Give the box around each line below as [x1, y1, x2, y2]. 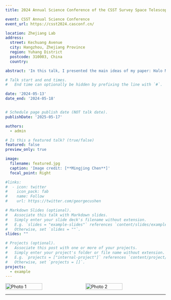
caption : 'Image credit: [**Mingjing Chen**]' [10, 166, 110, 171]
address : [5, 35, 24, 41]
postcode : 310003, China [10, 54, 63, 59]
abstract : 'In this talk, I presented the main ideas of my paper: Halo [5, 68, 163, 73]
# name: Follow [5, 194, 44, 199]
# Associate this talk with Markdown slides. [5, 212, 108, 217]
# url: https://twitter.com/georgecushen [5, 199, 101, 204]
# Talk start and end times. [5, 77, 67, 83]
